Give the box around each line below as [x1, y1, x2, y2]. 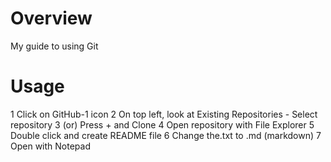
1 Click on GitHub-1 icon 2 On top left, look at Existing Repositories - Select [10, 108, 318, 120]
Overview [10, 7, 93, 30]
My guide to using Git [10, 40, 99, 52]
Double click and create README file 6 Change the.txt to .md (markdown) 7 [10, 129, 322, 141]
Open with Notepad [10, 140, 91, 152]
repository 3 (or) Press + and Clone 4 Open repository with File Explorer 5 [10, 118, 315, 131]
